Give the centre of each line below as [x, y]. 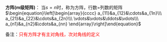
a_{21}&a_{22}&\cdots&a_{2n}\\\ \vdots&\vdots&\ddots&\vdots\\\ [72, 18]
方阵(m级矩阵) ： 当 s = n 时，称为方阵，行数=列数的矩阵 [64, 7]
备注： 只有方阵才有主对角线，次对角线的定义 [53, 34]
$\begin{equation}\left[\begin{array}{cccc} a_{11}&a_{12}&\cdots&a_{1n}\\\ [83, 13]
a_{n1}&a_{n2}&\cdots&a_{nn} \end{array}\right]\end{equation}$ [73, 24]
